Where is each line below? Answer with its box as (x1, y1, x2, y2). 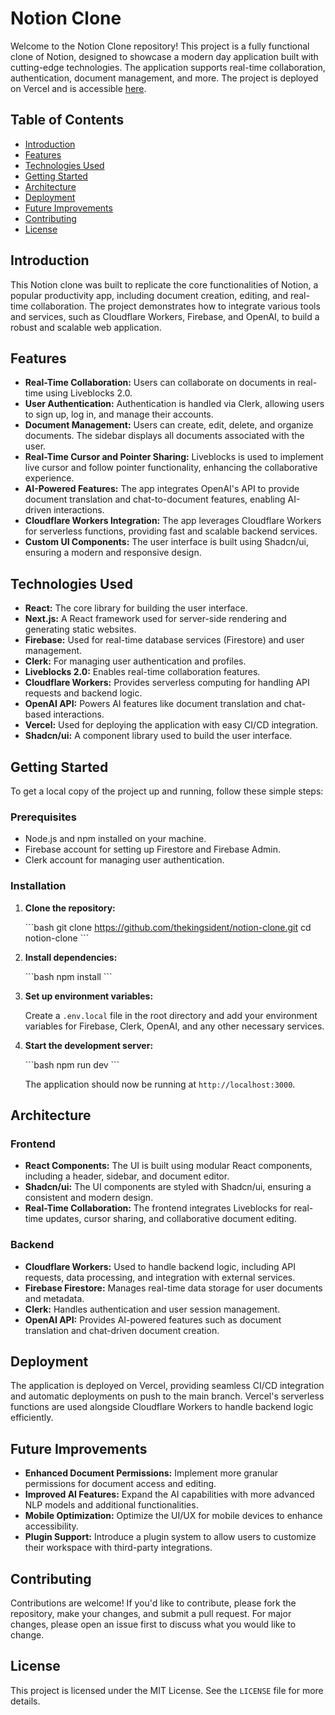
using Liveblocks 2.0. (45, 387, 133, 399)
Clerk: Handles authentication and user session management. (24, 1303, 281, 1315)
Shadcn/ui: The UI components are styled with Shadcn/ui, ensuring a (24, 1181, 312, 1193)
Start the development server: (24, 1039, 154, 1051)
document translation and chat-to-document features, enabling (24, 493, 286, 506)
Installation (10, 879, 67, 893)
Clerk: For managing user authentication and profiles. (24, 655, 247, 667)
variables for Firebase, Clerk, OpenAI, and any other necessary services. (24, 1020, 325, 1032)
